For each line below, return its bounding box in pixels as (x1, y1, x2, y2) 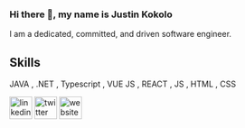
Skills (9, 54, 41, 70)
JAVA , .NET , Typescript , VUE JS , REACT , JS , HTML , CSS (9, 78, 237, 89)
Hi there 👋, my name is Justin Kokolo (9, 8, 174, 21)
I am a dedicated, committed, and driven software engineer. (9, 29, 232, 40)
